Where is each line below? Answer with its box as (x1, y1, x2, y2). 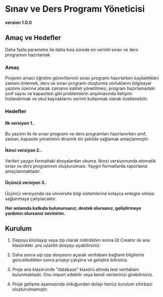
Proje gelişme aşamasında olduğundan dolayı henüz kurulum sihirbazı (12, 281, 153, 287)
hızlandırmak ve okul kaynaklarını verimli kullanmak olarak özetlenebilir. (5, 96, 148, 102)
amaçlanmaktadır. (5, 168, 41, 174)
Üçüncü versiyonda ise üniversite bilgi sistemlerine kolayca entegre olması (5, 190, 155, 196)
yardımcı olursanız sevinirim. (5, 210, 65, 216)
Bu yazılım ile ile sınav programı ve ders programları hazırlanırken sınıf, (5, 131, 147, 137)
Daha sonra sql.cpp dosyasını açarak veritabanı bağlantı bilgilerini (12, 252, 144, 258)
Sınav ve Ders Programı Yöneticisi (5, 3, 145, 15)
